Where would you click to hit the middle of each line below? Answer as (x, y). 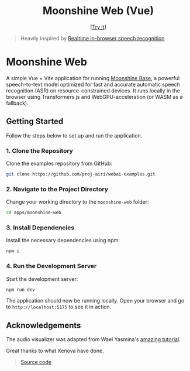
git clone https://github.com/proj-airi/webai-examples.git (81, 174)
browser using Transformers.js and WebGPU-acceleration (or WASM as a (94, 97)
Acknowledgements (44, 325)
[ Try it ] (98, 27)
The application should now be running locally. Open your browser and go (95, 301)
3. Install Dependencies (40, 228)
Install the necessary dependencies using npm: (63, 241)
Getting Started (35, 121)
